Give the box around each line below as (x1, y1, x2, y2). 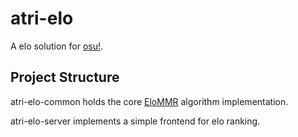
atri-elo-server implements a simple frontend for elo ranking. (10, 115, 261, 127)
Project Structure (10, 69, 120, 86)
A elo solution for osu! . (10, 40, 104, 52)
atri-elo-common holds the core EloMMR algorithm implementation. (10, 95, 289, 107)
